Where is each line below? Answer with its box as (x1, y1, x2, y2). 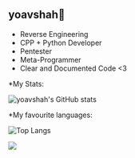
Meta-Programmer (19, 55, 81, 64)
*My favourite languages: (8, 110, 93, 120)
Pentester (19, 46, 52, 56)
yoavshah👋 (8, 8, 66, 22)
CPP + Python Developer (19, 38, 102, 47)
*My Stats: (8, 79, 44, 88)
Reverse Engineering (19, 29, 89, 38)
